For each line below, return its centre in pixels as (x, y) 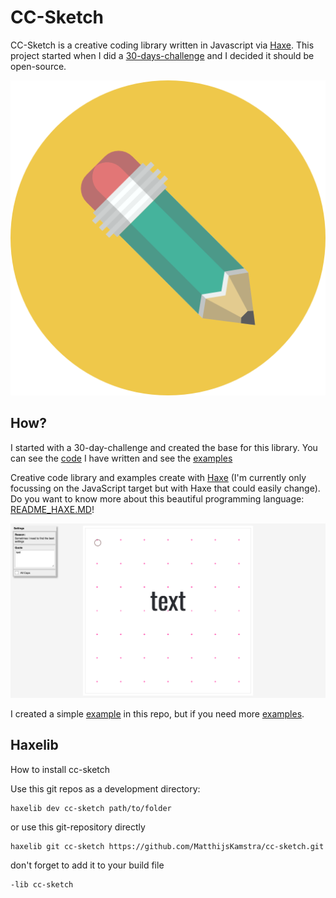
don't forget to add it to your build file (87, 865)
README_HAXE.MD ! (52, 509)
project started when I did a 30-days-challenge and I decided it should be (162, 55)
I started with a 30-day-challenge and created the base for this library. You (164, 447)
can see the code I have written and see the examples (121, 458)
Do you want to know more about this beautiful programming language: (157, 498)
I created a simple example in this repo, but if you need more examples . (157, 713)
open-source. (38, 66)
